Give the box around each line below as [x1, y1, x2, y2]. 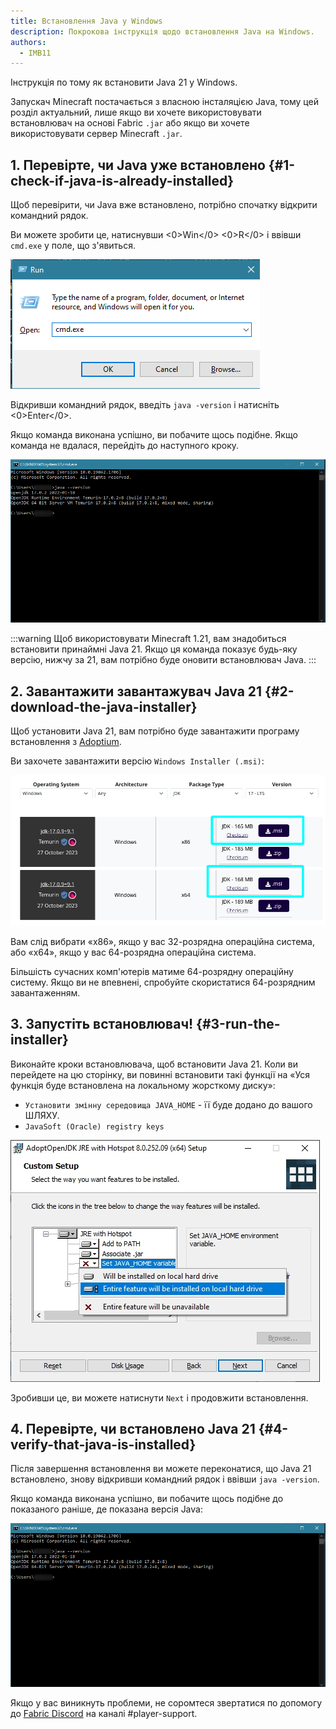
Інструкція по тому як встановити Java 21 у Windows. [10, 76, 238, 89]
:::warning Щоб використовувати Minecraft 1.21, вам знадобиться [10, 633, 287, 645]
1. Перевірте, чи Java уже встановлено [10, 156, 266, 174]
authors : [10, 37, 47, 47]
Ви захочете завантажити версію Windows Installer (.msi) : [10, 755, 265, 767]
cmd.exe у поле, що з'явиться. [10, 240, 136, 252]
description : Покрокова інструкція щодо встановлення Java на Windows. [10, 26, 315, 37]
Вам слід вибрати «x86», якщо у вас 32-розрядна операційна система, [10, 935, 315, 947]
